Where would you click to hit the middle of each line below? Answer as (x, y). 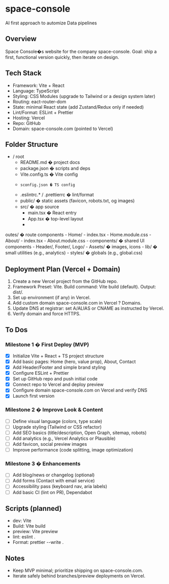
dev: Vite (22, 521)
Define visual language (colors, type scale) (57, 421)
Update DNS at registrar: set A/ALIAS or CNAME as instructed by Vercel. (88, 308)
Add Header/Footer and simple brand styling (59, 367)
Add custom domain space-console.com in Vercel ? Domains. (77, 303)
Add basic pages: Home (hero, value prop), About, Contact (74, 362)
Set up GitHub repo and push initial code (55, 379)
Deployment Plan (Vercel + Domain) (63, 269)
